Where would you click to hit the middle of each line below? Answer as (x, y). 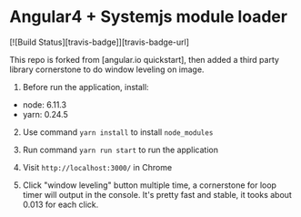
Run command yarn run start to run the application (120, 150)
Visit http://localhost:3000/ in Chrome (97, 167)
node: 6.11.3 (44, 104)
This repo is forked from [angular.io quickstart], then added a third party (145, 59)
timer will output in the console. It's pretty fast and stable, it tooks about (157, 194)
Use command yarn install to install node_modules (118, 132)
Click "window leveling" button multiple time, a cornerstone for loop (150, 185)
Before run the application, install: (85, 87)
